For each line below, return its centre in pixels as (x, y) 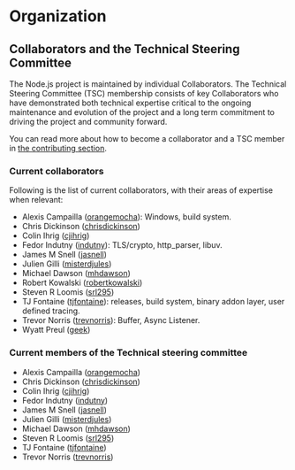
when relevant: (36, 200)
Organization (58, 16)
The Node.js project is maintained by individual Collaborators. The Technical (148, 84)
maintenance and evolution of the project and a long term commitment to (142, 112)
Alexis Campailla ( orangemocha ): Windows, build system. (127, 217)
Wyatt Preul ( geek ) (56, 330)
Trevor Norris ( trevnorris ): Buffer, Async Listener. (111, 320)
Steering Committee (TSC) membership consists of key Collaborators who (144, 93)
